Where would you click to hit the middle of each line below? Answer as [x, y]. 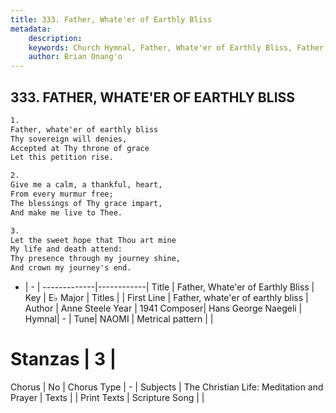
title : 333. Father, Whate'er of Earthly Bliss [111, 19]
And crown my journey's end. [71, 268]
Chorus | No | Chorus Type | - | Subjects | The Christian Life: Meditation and [167, 387]
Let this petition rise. [62, 157]
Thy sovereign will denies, [69, 139]
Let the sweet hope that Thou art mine [93, 240]
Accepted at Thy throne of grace [80, 148]
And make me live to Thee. [66, 212]
